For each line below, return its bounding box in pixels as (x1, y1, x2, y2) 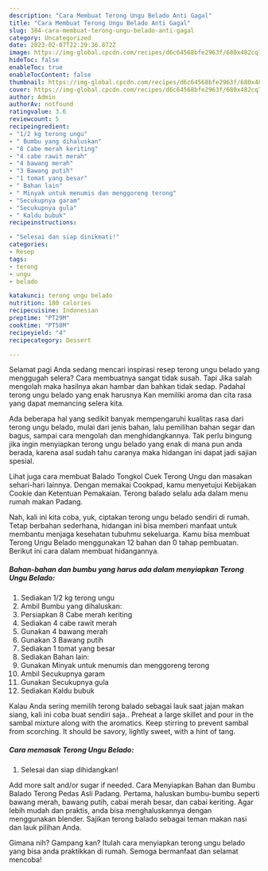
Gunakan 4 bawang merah (20, 627, 108, 636)
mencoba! (9, 855, 42, 865)
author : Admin (9, 93, 56, 101)
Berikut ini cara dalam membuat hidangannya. (9, 546, 160, 556)
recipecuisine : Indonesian (9, 307, 99, 315)
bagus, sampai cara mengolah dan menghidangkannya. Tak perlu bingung (9, 431, 253, 441)
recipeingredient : (9, 122, 70, 130)
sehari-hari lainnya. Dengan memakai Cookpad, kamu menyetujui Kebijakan (9, 480, 257, 490)
